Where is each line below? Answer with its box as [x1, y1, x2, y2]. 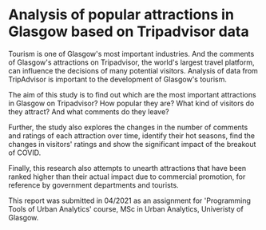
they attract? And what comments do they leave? [8, 106, 169, 117]
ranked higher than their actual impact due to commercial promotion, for [8, 172, 246, 181]
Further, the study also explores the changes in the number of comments [8, 122, 248, 132]
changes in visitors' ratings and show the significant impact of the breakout [8, 139, 256, 149]
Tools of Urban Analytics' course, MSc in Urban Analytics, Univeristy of [8, 204, 244, 213]
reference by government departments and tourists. [8, 180, 179, 189]
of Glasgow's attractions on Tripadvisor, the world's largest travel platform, [8, 57, 255, 67]
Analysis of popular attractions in [8, 6, 234, 24]
